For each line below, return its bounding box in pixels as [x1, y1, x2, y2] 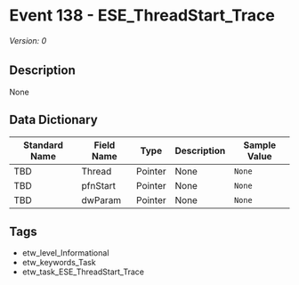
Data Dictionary [9, 112, 98, 127]
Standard [23, 139, 64, 151]
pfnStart [81, 179, 117, 191]
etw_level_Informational [21, 248, 109, 258]
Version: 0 [9, 35, 47, 45]
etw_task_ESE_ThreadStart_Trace [21, 266, 145, 277]
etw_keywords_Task [21, 257, 96, 268]
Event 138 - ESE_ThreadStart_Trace [9, 5, 276, 26]
